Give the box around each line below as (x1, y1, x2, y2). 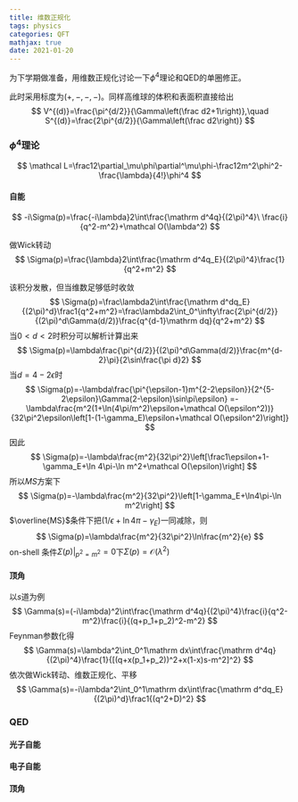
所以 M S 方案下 (9, 475, 61, 486)
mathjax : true (9, 37, 62, 47)
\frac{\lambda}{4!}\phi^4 (97, 169, 190, 180)
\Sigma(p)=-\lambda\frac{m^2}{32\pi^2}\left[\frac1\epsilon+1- (42, 451, 270, 462)
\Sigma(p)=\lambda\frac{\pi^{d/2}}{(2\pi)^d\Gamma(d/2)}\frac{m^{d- (29, 344, 283, 355)
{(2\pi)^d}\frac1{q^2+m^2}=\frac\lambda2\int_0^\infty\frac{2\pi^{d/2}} (21, 305, 278, 317)
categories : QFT (9, 29, 70, 38)
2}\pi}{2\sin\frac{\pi (97, 354, 171, 365)
